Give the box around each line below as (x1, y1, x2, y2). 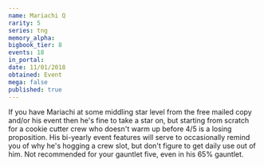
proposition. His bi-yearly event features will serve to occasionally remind (8, 133, 250, 142)
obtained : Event (8, 71, 62, 79)
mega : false (8, 78, 48, 86)
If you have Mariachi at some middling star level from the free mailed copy (8, 107, 253, 117)
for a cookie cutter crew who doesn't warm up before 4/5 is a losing (8, 124, 232, 134)
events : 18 (8, 49, 45, 56)
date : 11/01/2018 (8, 64, 66, 72)
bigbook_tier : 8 (8, 41, 62, 49)
